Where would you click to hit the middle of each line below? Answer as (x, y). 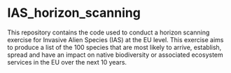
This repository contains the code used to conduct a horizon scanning (108, 32)
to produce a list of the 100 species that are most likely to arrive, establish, (114, 47)
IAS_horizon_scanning (74, 13)
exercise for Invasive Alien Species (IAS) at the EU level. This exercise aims (115, 39)
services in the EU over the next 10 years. (67, 62)
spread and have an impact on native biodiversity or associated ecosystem (115, 55)
